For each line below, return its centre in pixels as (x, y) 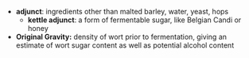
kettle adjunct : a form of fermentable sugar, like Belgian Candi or (134, 20)
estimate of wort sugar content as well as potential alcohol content (125, 45)
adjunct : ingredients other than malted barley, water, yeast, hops (122, 12)
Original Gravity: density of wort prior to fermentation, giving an (121, 37)
